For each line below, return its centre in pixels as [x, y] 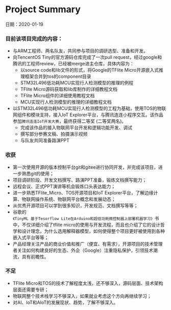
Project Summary [43, 9]
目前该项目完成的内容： [34, 38]
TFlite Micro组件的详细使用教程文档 [57, 96]
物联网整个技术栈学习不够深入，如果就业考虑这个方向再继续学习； [82, 296]
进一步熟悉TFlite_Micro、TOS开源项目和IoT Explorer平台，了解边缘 [83, 192]
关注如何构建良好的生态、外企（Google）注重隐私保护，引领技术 [85, 250]
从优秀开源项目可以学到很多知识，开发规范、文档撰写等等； [75, 205]
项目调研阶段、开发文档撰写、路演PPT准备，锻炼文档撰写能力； [80, 180]
